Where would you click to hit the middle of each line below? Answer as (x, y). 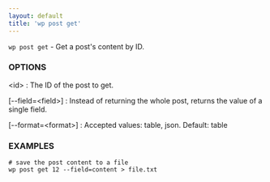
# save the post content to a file (69, 163)
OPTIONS (28, 67)
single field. (28, 109)
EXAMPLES (31, 146)
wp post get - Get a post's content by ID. (76, 46)
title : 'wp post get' (45, 23)
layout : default (36, 16)
